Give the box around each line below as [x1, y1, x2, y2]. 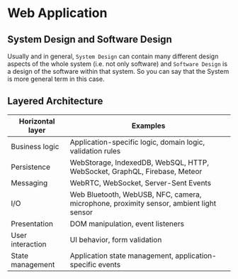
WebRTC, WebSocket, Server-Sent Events [69, 177, 211, 187]
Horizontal [18, 116, 55, 126]
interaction [11, 239, 47, 249]
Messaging [11, 177, 48, 187]
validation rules [69, 146, 121, 155]
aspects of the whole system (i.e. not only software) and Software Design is [7, 60, 228, 68]
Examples [131, 121, 166, 131]
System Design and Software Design [7, 33, 172, 45]
